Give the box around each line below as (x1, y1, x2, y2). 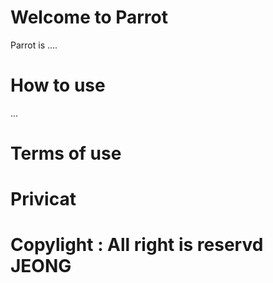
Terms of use (10, 142, 122, 165)
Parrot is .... (10, 39, 58, 51)
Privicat (10, 188, 77, 211)
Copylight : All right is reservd (10, 234, 264, 256)
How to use (10, 74, 106, 97)
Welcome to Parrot (10, 6, 169, 29)
